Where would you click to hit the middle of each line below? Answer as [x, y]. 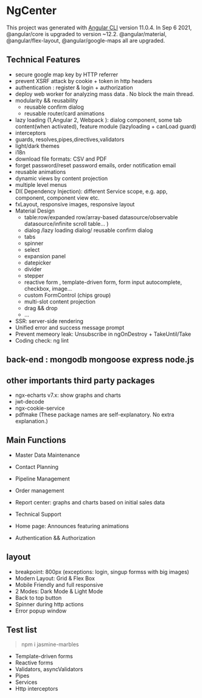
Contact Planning [37, 467]
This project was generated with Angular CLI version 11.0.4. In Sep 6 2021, [99, 27]
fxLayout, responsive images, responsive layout [75, 204]
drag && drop [41, 308]
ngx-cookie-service [40, 408]
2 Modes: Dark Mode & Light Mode [59, 591]
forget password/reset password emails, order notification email [96, 165]
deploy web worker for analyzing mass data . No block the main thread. [105, 94]
